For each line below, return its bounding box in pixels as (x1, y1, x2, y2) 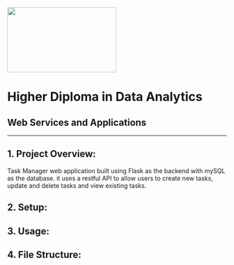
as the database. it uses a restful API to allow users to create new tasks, (7, 174, 214, 182)
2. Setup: (7, 202, 47, 214)
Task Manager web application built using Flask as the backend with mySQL (7, 166, 226, 175)
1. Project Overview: (7, 148, 96, 160)
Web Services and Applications (7, 116, 147, 128)
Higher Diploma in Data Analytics (7, 89, 203, 105)
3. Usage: (7, 225, 50, 237)
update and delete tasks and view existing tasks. (7, 181, 147, 190)
